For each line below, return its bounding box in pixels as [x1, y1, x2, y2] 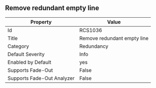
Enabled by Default [7, 59, 52, 65]
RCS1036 [79, 27, 102, 33]
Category [7, 43, 29, 50]
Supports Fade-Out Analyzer [7, 75, 75, 82]
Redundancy [79, 43, 109, 50]
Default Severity [7, 51, 45, 58]
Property [30, 18, 52, 25]
